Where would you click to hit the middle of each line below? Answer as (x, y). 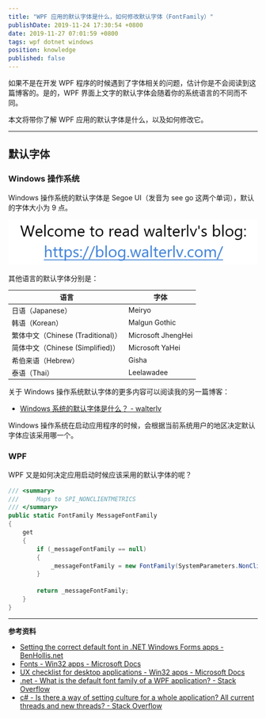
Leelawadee (148, 373)
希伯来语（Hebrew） (45, 360)
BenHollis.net (41, 655)
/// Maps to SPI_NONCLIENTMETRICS (72, 499)
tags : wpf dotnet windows (51, 42)
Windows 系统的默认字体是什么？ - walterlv (91, 408)
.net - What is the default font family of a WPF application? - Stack (128, 680)
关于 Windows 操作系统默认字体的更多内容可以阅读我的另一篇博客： (119, 392)
